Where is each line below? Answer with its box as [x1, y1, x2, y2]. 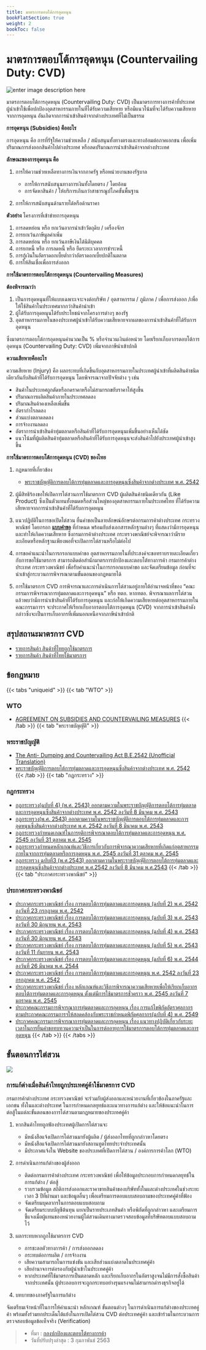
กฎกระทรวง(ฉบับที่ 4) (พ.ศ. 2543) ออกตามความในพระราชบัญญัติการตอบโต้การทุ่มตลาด [15, 801, 197, 808]
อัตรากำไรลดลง [15, 407, 46, 415]
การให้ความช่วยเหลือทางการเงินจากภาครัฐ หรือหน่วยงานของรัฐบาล [15, 168, 147, 176]
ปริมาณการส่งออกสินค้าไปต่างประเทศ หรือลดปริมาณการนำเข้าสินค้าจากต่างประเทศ [6, 144, 170, 151]
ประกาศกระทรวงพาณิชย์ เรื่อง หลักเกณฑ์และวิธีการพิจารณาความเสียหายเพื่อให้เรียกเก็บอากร [15, 983, 197, 990]
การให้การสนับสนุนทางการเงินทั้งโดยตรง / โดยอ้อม [24, 181, 127, 188]
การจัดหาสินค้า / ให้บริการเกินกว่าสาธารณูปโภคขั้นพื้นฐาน [24, 187, 139, 195]
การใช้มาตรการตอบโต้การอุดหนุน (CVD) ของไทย [6, 454, 106, 461]
